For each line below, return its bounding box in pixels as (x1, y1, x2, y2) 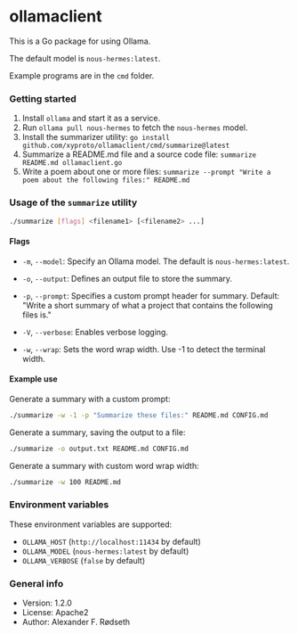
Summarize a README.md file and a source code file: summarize (21, 149, 257, 160)
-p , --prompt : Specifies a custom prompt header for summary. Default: (21, 290, 280, 301)
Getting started (9, 92, 77, 104)
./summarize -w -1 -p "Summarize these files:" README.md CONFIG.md (9, 410, 269, 420)
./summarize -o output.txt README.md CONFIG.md (9, 444, 189, 453)
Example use (9, 374, 58, 384)
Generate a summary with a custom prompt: (9, 393, 171, 404)
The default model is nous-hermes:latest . (9, 53, 161, 63)
